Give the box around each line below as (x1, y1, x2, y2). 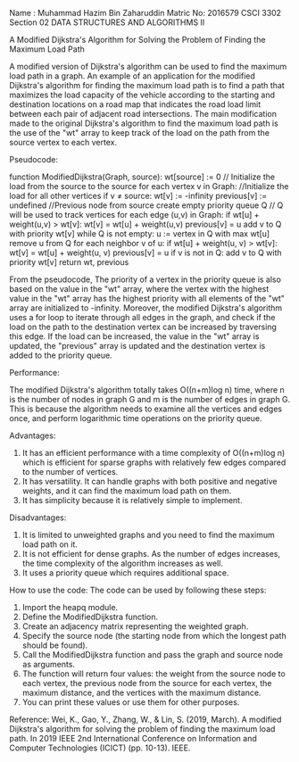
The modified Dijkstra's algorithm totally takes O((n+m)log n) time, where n (9, 385, 286, 395)
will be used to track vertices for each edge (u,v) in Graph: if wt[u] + (9, 210, 261, 219)
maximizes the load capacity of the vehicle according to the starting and (9, 89, 275, 100)
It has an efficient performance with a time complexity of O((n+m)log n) (21, 448, 286, 458)
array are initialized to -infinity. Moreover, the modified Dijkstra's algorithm (9, 302, 283, 313)
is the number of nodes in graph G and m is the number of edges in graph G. (9, 394, 291, 404)
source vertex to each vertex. (9, 137, 118, 147)
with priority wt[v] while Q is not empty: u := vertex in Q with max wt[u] (9, 228, 270, 239)
